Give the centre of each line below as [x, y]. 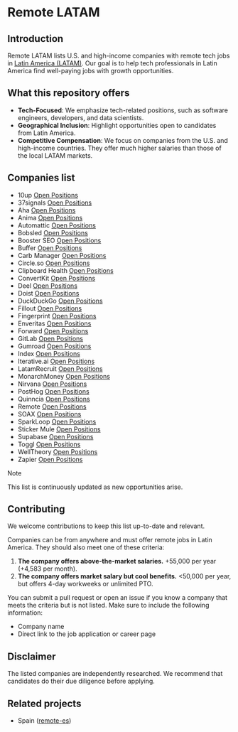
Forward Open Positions [53, 330]
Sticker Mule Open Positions [59, 429]
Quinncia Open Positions [54, 399]
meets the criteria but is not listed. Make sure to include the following [108, 605]
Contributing [36, 509]
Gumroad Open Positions [54, 346]
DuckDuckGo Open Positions [60, 301]
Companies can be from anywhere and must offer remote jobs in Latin [110, 540]
